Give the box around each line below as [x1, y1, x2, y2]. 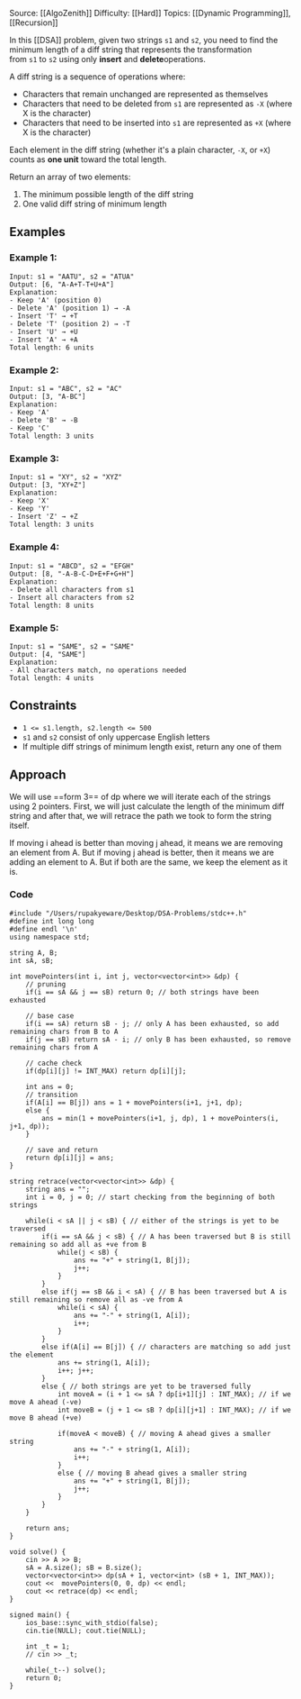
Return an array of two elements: [9, 171, 131, 182]
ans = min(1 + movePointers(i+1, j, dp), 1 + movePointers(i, [41, 1113, 279, 1122]
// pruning [25, 979, 66, 989]
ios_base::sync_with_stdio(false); [25, 1618, 159, 1627]
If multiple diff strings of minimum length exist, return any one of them [22, 740, 282, 751]
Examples [9, 224, 66, 240]
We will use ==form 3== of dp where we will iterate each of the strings [9, 791, 271, 802]
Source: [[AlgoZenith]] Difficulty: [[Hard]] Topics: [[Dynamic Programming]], [9, 8, 291, 18]
